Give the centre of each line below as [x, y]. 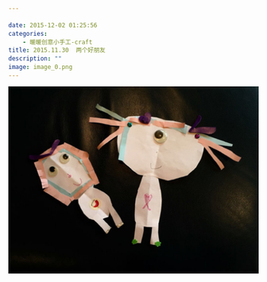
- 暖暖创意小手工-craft [58, 42]
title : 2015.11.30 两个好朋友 [57, 50]
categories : [28, 33]
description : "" [35, 59]
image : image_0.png [41, 68]
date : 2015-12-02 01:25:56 [53, 25]
